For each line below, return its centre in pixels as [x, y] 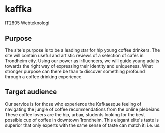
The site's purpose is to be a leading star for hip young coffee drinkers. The [82, 50]
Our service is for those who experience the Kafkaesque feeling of [73, 104]
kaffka [19, 9]
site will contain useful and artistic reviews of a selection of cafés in [74, 55]
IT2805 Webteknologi [27, 23]
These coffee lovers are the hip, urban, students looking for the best [75, 114]
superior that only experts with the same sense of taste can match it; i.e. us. [83, 125]
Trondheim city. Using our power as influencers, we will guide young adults [82, 61]
